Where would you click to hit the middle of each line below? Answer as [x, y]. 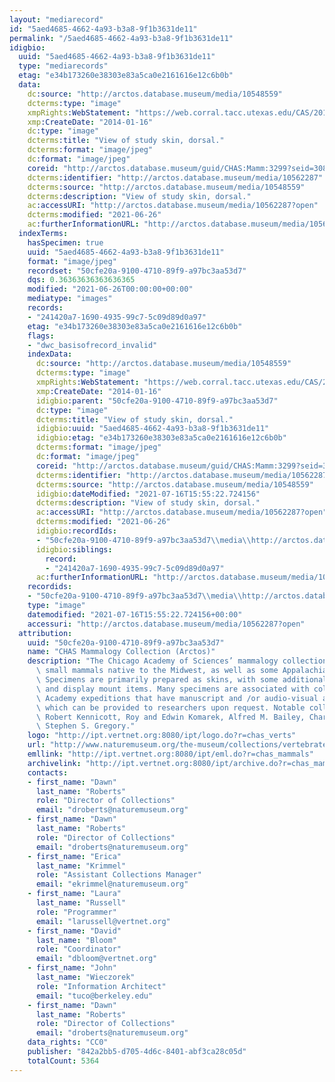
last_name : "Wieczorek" [85, 977]
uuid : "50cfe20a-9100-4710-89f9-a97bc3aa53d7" [126, 642]
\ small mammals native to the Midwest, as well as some [157, 671]
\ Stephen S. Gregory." [85, 726]
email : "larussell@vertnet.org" [103, 921]
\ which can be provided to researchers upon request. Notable [170, 707]
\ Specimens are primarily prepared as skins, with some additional [181, 680]
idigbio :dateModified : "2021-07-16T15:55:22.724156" [148, 494]
